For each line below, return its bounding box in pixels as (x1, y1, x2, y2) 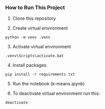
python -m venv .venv (5, 35, 51, 40)
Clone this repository (12, 16, 56, 22)
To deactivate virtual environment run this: (12, 90, 100, 96)
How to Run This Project (5, 4, 65, 11)
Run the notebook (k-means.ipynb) (12, 81, 85, 87)
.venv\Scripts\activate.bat (5, 53, 64, 59)
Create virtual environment (12, 25, 68, 31)
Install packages (12, 62, 47, 68)
